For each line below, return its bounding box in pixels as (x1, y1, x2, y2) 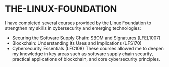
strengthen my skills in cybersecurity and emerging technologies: (5, 25, 141, 31)
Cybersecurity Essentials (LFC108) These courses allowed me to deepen (12, 45, 164, 51)
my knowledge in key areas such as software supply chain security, (12, 51, 153, 57)
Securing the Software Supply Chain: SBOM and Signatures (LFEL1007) (12, 35, 161, 41)
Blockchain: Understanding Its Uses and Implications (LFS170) (12, 40, 142, 46)
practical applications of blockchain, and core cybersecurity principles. (12, 56, 160, 62)
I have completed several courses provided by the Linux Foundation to (5, 20, 151, 26)
